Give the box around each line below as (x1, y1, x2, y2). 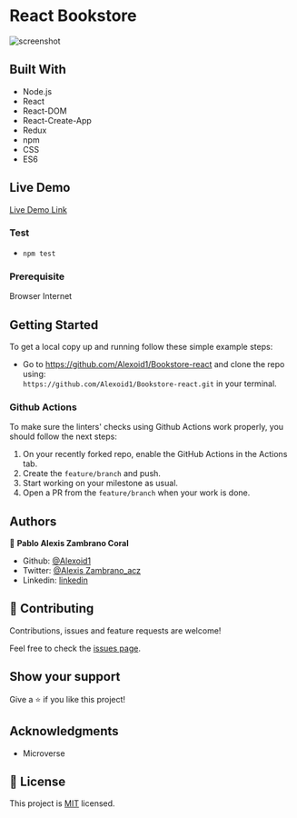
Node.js (22, 85, 53, 96)
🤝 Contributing (9, 601, 94, 616)
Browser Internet (9, 291, 73, 302)
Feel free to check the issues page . (9, 643, 141, 653)
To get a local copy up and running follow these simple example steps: (9, 341, 273, 352)
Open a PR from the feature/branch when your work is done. (22, 487, 251, 498)
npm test (22, 249, 56, 258)
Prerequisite (9, 270, 65, 283)
